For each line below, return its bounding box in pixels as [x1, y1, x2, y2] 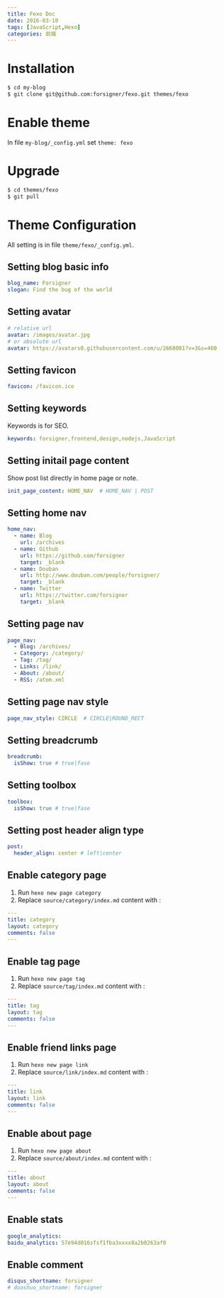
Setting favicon [7, 364, 77, 376]
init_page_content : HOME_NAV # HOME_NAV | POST [7, 487, 154, 494]
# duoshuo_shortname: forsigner [7, 1285, 103, 1292]
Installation [7, 61, 75, 77]
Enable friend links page [7, 1041, 117, 1053]
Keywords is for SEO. [7, 421, 69, 430]
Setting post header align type [7, 824, 144, 836]
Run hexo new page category [17, 888, 101, 897]
